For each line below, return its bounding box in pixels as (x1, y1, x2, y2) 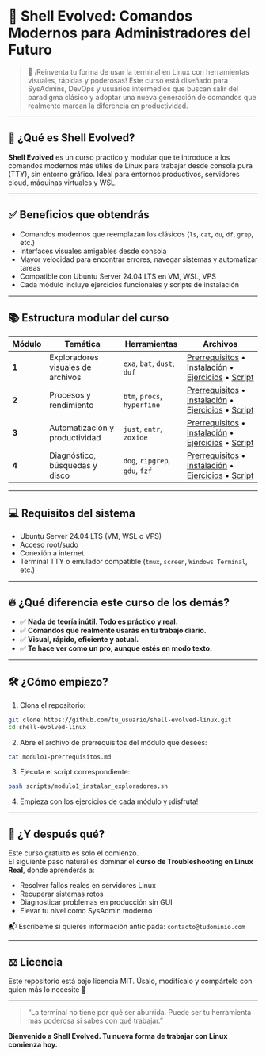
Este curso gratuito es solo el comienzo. (8, 848, 139, 858)
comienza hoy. (8, 1040, 58, 1049)
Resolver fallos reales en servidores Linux (19, 881, 157, 890)
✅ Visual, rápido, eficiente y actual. (19, 635, 139, 644)
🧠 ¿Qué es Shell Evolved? (8, 131, 135, 145)
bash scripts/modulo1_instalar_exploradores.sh (8, 782, 169, 790)
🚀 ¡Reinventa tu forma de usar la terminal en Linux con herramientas (27, 67, 249, 76)
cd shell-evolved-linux (8, 723, 87, 731)
